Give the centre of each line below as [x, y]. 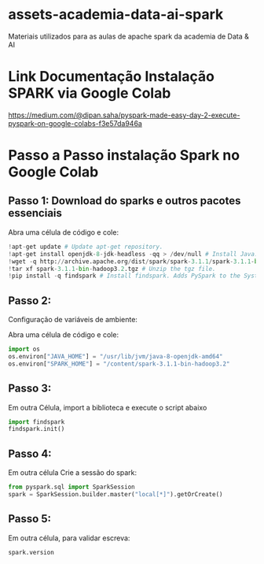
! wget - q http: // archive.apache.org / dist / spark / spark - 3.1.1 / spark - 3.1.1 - [132, 262]
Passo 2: [30, 301]
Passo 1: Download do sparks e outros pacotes [125, 201]
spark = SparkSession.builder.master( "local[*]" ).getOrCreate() [115, 494]
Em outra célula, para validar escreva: [69, 538]
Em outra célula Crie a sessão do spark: [73, 473]
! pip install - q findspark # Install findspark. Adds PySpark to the [125, 276]
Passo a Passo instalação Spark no [124, 156]
